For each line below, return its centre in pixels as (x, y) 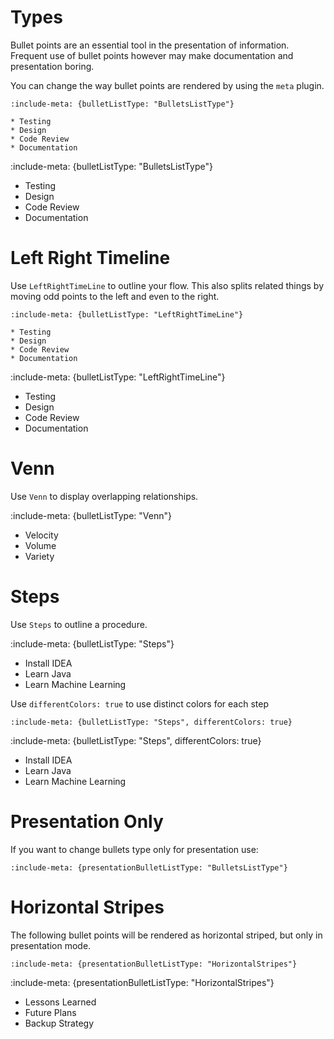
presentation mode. (51, 945)
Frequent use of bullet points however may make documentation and (152, 55)
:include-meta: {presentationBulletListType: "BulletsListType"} (149, 867)
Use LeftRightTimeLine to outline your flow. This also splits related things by (167, 285)
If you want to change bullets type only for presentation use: (134, 849)
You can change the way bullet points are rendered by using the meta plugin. (167, 85)
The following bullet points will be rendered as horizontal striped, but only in (166, 935)
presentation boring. (52, 66)
